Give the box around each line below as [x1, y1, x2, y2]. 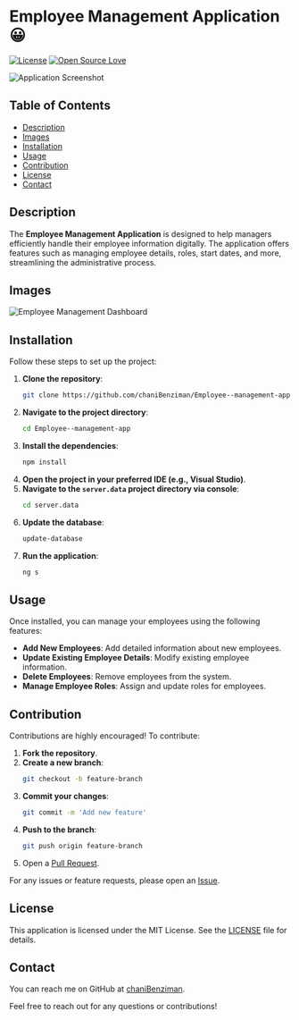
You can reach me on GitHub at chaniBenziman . [9, 983, 186, 994]
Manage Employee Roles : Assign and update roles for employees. [21, 681, 266, 692]
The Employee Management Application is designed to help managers [9, 228, 272, 239]
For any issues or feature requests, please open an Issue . [9, 874, 220, 886]
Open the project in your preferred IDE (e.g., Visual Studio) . [21, 474, 246, 485]
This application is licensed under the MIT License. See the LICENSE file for [9, 924, 287, 935]
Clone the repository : [21, 374, 104, 384]
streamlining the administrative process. [9, 257, 157, 267]
